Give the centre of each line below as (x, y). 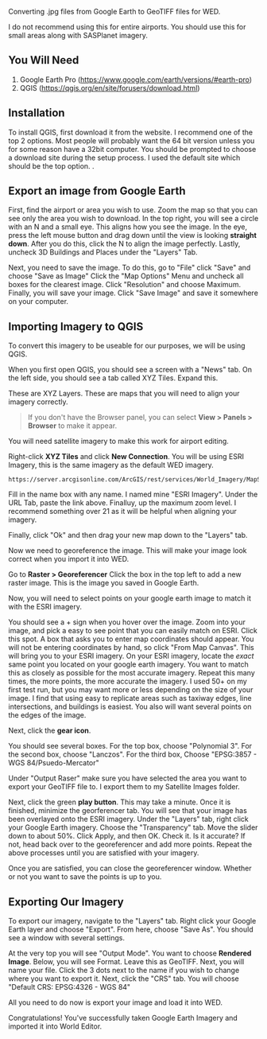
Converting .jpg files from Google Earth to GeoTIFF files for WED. (114, 12)
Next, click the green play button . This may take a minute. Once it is (120, 802)
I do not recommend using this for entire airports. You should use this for (127, 27)
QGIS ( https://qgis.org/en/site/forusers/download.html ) (110, 88)
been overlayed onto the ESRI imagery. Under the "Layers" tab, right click (128, 819)
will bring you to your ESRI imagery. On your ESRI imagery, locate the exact (131, 656)
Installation (37, 113)
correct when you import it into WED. (69, 559)
